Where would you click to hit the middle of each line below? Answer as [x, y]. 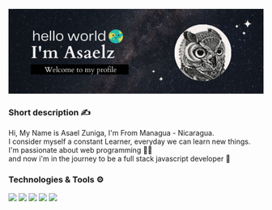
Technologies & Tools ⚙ [56, 180]
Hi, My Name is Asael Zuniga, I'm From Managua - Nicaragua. [111, 133]
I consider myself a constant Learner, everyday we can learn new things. [130, 141]
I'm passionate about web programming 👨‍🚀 [81, 150]
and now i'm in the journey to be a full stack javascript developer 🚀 [119, 159]
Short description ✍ [50, 112]
